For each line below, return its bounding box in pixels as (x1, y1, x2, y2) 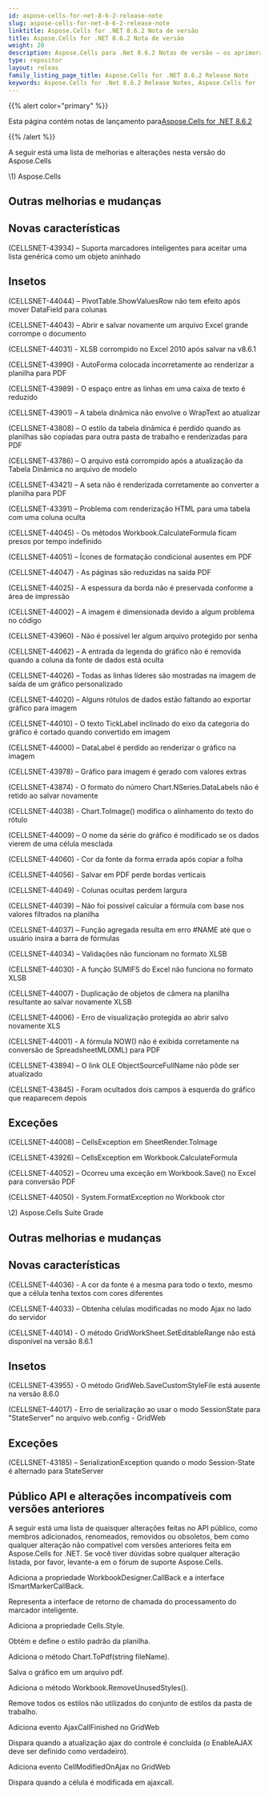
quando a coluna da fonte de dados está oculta (8, 654, 164, 665)
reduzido (8, 392, 38, 401)
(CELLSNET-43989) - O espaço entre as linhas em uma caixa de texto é (8, 384, 246, 393)
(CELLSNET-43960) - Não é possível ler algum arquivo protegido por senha (8, 630, 259, 641)
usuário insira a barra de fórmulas (8, 933, 120, 943)
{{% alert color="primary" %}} (8, 101, 109, 111)
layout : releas (8, 64, 59, 72)
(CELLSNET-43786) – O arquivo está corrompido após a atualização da (8, 456, 243, 465)
